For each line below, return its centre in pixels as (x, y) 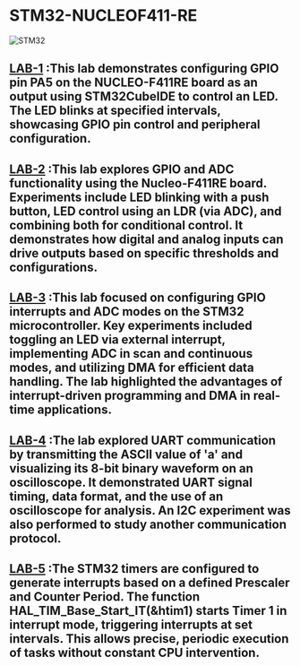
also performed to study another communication (148, 524)
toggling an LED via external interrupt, (117, 340)
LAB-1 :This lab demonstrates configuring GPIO (144, 69)
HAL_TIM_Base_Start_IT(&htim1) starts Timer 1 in (148, 610)
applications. (74, 410)
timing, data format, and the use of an (116, 496)
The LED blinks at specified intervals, (115, 111)
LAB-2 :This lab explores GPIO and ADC (122, 169)
